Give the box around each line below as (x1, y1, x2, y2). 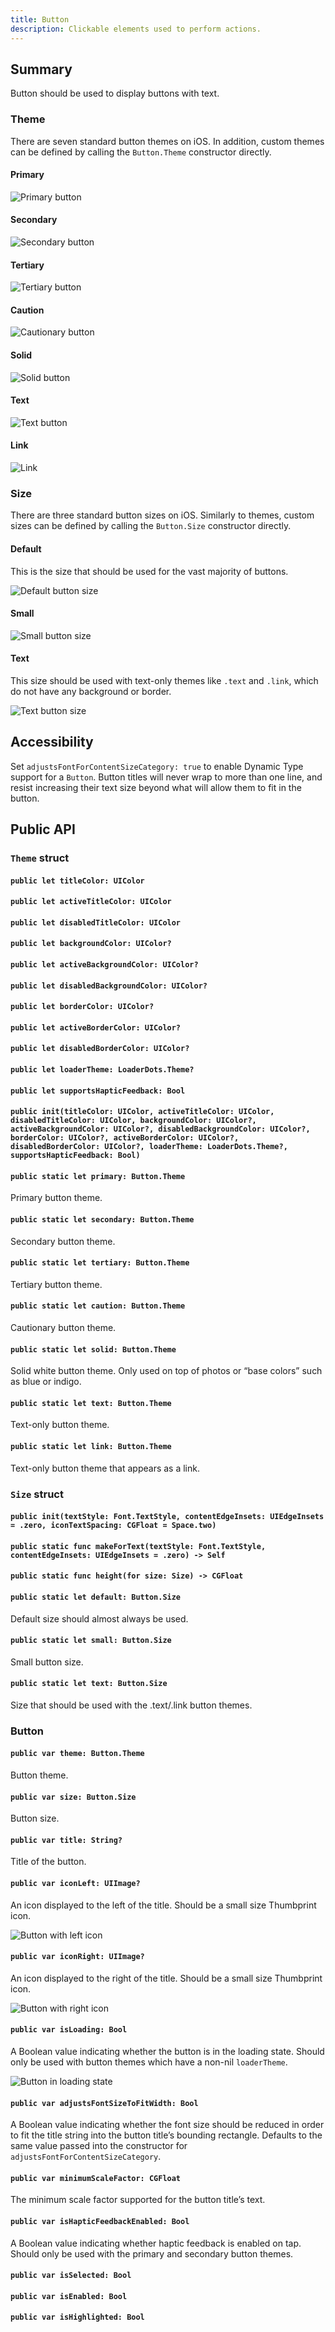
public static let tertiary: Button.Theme (10, 1258, 190, 1268)
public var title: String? (10, 1835, 123, 1845)
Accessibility (10, 734, 94, 751)
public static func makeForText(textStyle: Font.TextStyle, (10, 1541, 267, 1551)
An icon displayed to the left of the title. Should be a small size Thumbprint (10, 1899, 317, 1911)
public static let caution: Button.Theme (10, 1301, 186, 1311)
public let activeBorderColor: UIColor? (10, 1022, 182, 1033)
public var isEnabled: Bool (10, 2291, 128, 2301)
